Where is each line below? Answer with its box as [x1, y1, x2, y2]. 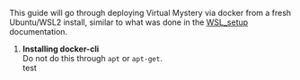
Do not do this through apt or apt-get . [22, 53, 163, 63]
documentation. [9, 27, 68, 36]
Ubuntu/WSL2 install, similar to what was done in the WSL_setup [9, 17, 249, 28]
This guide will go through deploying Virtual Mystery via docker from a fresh [9, 8, 292, 18]
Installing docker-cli [22, 44, 100, 54]
